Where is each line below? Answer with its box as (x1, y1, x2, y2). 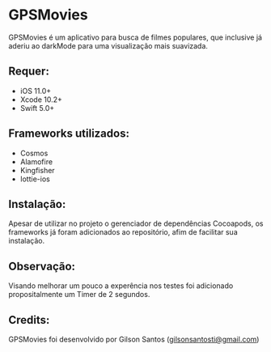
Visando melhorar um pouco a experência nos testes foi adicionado (8, 281, 234, 291)
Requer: (8, 65, 50, 78)
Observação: (8, 259, 75, 273)
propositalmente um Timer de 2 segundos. (8, 290, 150, 299)
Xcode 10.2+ (19, 95, 63, 104)
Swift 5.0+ (19, 103, 55, 112)
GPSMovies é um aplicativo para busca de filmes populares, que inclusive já (8, 32, 263, 42)
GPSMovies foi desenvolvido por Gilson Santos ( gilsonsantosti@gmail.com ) (8, 334, 260, 344)
